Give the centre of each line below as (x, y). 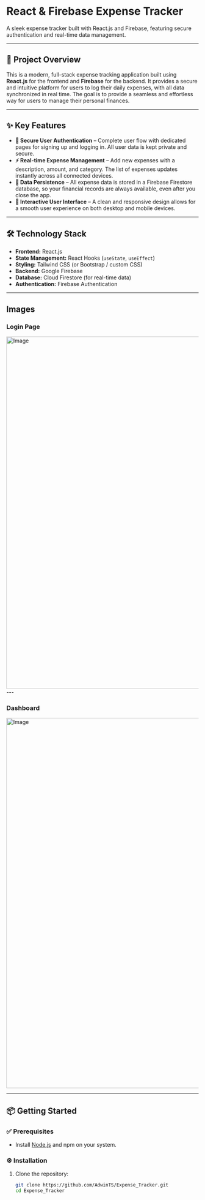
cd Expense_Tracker (40, 1191)
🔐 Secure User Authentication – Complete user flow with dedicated (100, 140)
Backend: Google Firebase (49, 271)
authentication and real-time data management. (66, 34)
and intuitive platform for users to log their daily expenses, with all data (95, 88)
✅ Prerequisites (30, 1131)
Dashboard (23, 708)
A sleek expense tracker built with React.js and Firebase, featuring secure (99, 28)
